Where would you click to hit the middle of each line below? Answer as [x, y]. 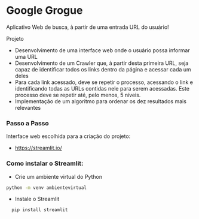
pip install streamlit [40, 210]
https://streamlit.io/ [38, 148]
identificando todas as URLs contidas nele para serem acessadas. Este [102, 88]
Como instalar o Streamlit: [45, 164]
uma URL [26, 56]
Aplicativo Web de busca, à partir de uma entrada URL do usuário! [88, 27]
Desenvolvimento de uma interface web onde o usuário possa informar [102, 50]
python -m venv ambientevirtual [46, 187]
